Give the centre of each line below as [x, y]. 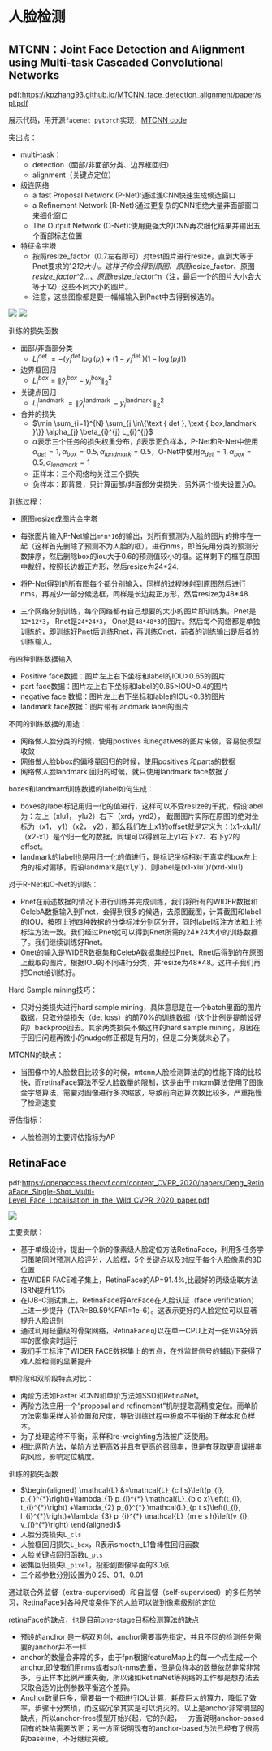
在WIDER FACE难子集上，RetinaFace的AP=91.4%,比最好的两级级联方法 [139, 1280]
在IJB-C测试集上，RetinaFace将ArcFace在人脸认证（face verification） [139, 1300]
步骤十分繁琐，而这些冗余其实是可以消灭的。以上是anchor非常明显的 [149, 1708]
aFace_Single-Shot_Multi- [52, 1191]
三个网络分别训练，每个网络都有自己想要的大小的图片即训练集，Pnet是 [138, 611]
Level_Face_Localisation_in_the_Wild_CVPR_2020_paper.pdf [109, 1200]
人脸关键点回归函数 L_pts [61, 1554]
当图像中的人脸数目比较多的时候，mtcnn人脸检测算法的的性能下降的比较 [141, 1072]
